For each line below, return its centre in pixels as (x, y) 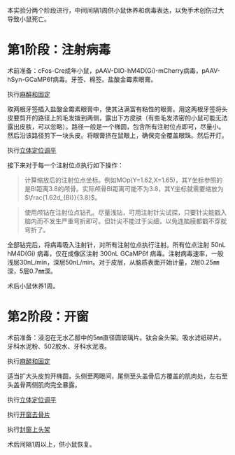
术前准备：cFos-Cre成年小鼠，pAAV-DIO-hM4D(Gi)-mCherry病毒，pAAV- (114, 70)
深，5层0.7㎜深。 (32, 271)
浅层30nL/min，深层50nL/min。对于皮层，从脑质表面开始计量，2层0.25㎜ (113, 262)
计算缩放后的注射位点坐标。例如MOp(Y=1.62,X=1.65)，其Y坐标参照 (120, 180)
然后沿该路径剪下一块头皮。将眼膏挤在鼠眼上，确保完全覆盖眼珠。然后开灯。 (117, 135)
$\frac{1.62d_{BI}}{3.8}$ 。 (63, 197)
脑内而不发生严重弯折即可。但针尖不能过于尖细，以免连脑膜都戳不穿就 (126, 221)
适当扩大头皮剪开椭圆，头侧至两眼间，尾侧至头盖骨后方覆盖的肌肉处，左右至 (117, 376)
